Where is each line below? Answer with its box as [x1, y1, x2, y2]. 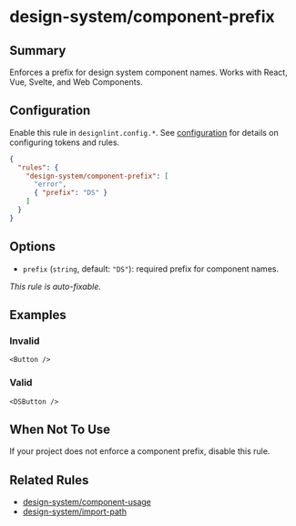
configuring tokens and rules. [9, 137, 120, 148]
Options [9, 239, 56, 254]
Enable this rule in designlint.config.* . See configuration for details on [9, 127, 280, 138]
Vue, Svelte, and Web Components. [9, 77, 143, 88]
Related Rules [9, 472, 89, 488]
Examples [9, 307, 66, 323]
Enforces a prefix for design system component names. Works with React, [9, 67, 289, 77]
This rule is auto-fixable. [9, 281, 102, 292]
